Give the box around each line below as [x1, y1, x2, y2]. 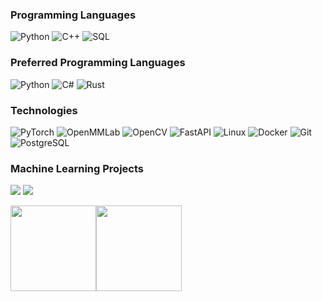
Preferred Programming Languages [10, 56, 186, 70]
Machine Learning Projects [10, 161, 144, 175]
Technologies [10, 103, 78, 117]
